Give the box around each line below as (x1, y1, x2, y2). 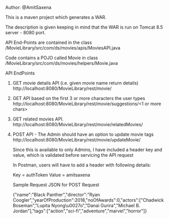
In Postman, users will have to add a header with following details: (12, 162, 151, 168)
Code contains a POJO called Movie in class (5, 55, 98, 61)
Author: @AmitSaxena (5, 5, 52, 10)
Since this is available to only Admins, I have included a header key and (12, 147, 162, 153)
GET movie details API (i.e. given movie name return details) (12, 80, 139, 86)
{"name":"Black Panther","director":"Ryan (12, 191, 100, 198)
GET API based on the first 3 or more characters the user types (12, 95, 146, 101)
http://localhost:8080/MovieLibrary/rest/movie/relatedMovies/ (12, 121, 143, 127)
